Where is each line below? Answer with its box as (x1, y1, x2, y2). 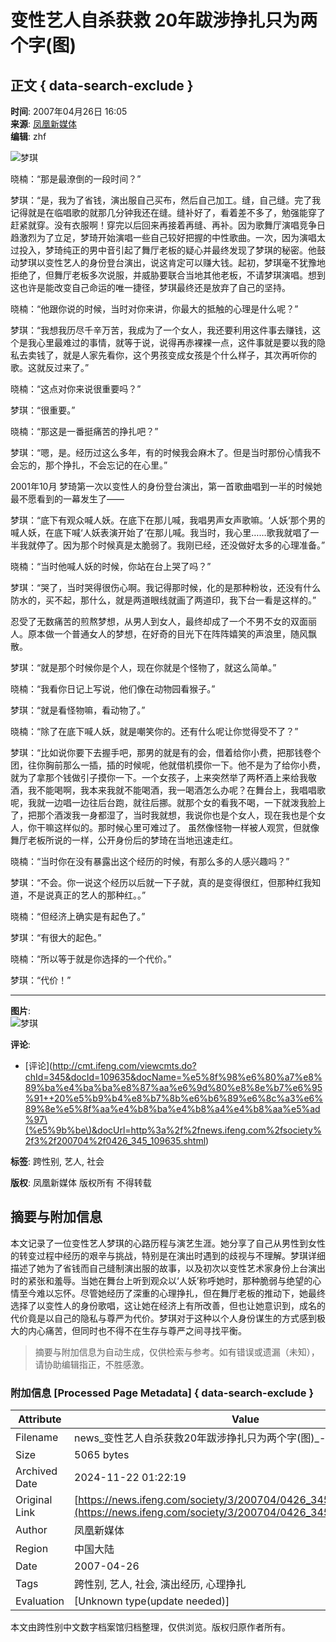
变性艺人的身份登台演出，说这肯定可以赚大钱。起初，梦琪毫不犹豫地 (44, 257, 326, 268)
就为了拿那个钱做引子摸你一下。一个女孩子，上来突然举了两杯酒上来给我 (10, 772, 308, 783)
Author (15, 1523, 48, 1537)
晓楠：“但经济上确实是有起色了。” (10, 911, 146, 922)
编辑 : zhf (10, 131, 47, 142)
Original (15, 1493, 53, 1507)
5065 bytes (74, 1448, 130, 1462)
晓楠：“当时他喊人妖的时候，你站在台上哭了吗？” (10, 561, 212, 572)
